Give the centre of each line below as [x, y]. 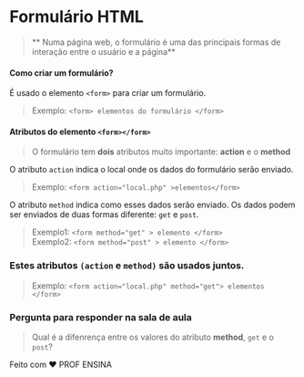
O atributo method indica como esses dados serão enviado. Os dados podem [152, 205]
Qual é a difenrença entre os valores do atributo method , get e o [153, 337]
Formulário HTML [76, 17]
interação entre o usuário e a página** [103, 51]
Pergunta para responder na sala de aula [101, 317]
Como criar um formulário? [61, 73]
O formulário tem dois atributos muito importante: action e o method [161, 152]
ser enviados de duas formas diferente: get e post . [104, 215]
